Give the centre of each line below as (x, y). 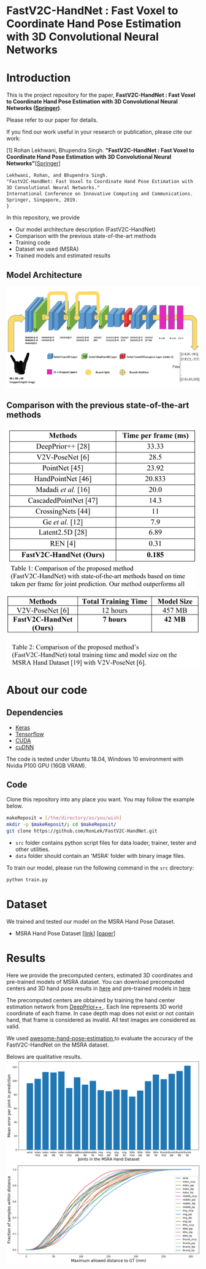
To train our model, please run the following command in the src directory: (100, 868)
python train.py (27, 879)
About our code (47, 690)
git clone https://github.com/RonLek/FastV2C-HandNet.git (82, 831)
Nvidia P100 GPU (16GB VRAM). (47, 765)
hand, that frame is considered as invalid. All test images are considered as (101, 1020)
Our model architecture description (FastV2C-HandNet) (86, 230)
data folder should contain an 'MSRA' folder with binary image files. (100, 855)
